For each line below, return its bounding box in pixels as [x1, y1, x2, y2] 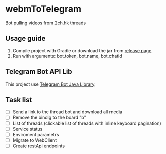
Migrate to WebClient [12, 137, 57, 143]
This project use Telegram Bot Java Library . [5, 81, 96, 87]
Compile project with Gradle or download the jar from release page [12, 47, 152, 53]
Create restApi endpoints [12, 143, 65, 149]
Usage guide [5, 34, 46, 43]
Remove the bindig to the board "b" [12, 114, 87, 121]
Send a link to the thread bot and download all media [12, 109, 123, 115]
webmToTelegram [5, 3, 82, 15]
